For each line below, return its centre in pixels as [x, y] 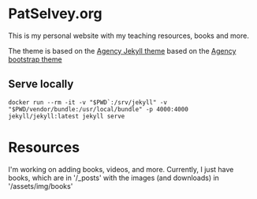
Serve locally [41, 84]
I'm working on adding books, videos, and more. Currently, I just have [121, 169]
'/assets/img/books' [41, 186]
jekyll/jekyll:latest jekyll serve [67, 116]
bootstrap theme [35, 59]
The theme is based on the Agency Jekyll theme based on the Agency [122, 51]
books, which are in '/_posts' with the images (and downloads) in [114, 178]
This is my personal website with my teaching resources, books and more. [129, 36]
